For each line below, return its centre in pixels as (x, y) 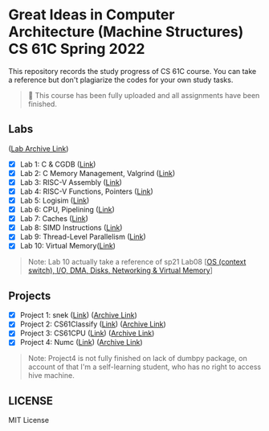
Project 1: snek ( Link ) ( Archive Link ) (79, 315)
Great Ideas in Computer (92, 15)
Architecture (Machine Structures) (126, 32)
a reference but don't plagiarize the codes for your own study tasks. (121, 80)
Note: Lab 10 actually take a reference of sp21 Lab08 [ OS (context (137, 262)
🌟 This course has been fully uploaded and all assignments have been (144, 95)
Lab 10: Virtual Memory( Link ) (68, 246)
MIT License (29, 421)
